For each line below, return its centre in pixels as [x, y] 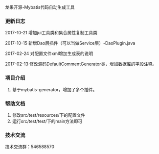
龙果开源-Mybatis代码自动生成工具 [40, 7]
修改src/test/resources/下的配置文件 [49, 115]
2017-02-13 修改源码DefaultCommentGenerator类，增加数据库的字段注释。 [81, 64]
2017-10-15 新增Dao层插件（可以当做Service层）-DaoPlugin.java [70, 43]
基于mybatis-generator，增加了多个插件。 [55, 89]
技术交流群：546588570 [30, 147]
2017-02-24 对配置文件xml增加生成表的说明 [49, 53]
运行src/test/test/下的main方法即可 [47, 121]
